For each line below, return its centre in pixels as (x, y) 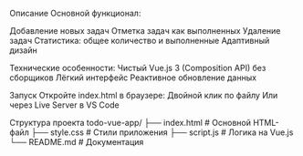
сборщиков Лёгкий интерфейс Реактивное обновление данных (133, 78)
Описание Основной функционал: (75, 13)
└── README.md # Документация (77, 142)
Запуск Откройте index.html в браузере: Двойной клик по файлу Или (144, 95)
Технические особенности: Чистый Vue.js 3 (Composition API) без (138, 68)
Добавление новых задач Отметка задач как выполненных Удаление (145, 31)
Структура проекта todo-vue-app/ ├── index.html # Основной (130, 123)
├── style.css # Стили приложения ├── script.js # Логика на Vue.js (162, 132)
